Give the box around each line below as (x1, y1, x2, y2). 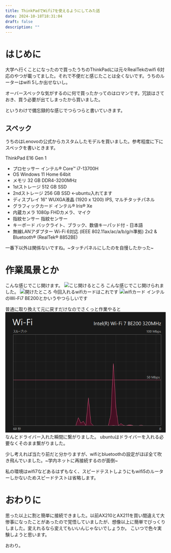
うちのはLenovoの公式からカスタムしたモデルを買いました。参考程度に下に (5, 139, 164, 144)
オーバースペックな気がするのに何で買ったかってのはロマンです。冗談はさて (5, 90, 165, 97)
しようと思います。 (9, 532, 50, 538)
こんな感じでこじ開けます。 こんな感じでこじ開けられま (5, 282, 164, 288)
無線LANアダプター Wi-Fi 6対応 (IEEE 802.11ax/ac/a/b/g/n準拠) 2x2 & (12, 228, 157, 235)
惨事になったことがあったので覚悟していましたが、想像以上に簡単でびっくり (5, 519, 166, 525)
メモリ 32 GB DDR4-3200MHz (12, 177, 77, 183)
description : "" (5, 25, 40, 30)
